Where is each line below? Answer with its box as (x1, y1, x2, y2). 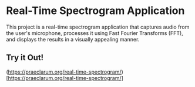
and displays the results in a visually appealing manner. (6, 36, 140, 43)
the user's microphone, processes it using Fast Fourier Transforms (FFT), (6, 29, 183, 36)
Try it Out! (6, 53, 44, 62)
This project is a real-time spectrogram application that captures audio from (6, 23, 190, 30)
